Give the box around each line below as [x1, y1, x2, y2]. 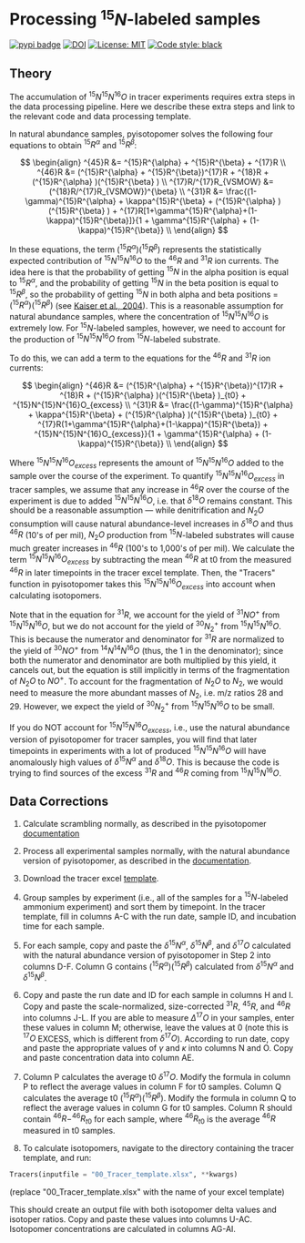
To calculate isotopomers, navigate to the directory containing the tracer [22, 1143, 294, 1154]
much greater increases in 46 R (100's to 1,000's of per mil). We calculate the [9, 541, 295, 554]
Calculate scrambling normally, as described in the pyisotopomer [22, 818, 267, 829]
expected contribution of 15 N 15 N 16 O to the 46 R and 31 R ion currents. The [9, 254, 280, 266]
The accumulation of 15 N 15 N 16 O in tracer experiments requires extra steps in [9, 90, 296, 102]
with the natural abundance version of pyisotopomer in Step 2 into [22, 949, 271, 961]
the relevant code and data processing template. [9, 110, 191, 121]
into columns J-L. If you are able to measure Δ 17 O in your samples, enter [22, 1010, 295, 1023]
